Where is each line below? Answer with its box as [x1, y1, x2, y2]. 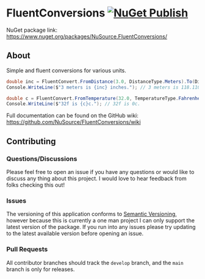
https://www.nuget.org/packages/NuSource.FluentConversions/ [6, 32, 168, 40]
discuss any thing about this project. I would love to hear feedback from [6, 175, 187, 182]
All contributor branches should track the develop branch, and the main [6, 259, 184, 266]
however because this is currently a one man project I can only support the [6, 217, 195, 224]
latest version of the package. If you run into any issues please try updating [6, 223, 196, 231]
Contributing [6, 136, 56, 147]
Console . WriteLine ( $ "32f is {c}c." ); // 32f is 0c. [6, 101, 140, 107]
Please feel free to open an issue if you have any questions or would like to [6, 168, 195, 175]
